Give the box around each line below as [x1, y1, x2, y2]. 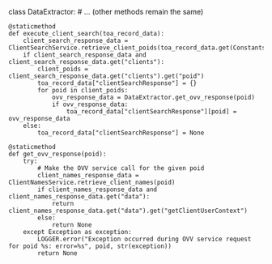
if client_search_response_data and [23, 51, 147, 59]
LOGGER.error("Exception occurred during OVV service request [37, 235, 252, 243]
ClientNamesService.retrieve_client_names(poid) [8, 178, 176, 186]
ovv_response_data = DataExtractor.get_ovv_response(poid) [51, 93, 255, 101]
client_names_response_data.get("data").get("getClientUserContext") [8, 207, 249, 215]
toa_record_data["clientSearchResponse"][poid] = [66, 108, 237, 116]
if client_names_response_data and [37, 185, 158, 194]
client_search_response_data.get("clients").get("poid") [8, 72, 205, 80]
